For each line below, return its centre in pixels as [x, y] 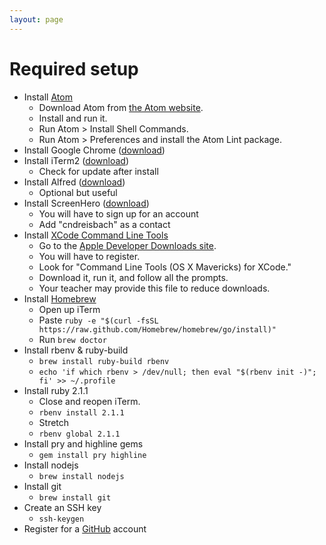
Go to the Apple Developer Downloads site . [127, 245]
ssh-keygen [61, 519]
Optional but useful [78, 192]
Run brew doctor [72, 339]
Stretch [54, 422]
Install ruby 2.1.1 [56, 390]
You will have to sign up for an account [118, 213]
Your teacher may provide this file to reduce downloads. [154, 288]
